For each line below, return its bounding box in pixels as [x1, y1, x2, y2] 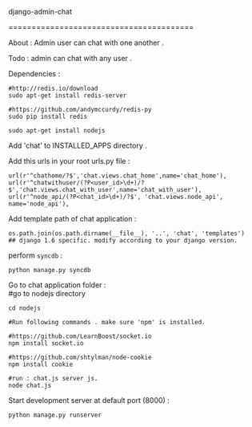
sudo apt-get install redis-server [8, 91, 127, 100]
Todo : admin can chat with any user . [8, 54, 132, 63]
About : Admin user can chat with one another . [8, 38, 164, 47]
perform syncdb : [8, 250, 63, 260]
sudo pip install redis [8, 112, 88, 120]
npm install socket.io [8, 340, 84, 348]
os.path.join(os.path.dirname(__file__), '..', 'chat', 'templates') [8, 230, 246, 238]
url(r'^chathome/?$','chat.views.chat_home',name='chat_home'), [8, 172, 227, 180]
